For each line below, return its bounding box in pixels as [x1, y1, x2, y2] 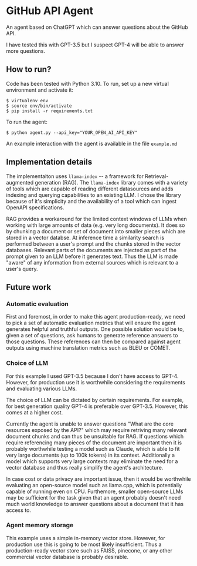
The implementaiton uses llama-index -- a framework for [6, 172, 144, 180]
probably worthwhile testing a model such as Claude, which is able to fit [6, 445, 180, 452]
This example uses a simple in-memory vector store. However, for [6, 534, 165, 541]
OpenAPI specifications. [6, 204, 64, 211]
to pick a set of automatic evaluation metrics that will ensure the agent [6, 319, 176, 327]
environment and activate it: [6, 86, 74, 93]
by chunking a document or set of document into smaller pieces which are [6, 227, 186, 235]
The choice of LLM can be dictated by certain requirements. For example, [6, 396, 184, 403]
